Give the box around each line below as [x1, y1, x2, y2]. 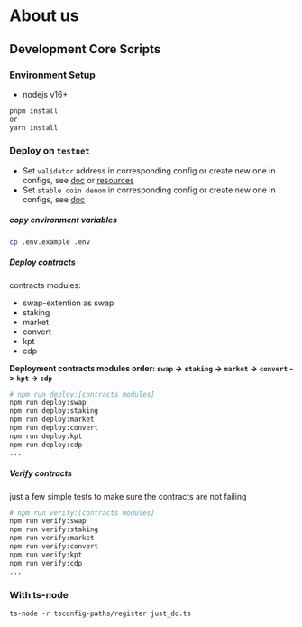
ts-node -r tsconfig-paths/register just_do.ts [9, 609, 192, 618]
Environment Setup [9, 69, 96, 81]
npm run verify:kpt [9, 550, 83, 559]
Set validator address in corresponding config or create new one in [22, 164, 276, 176]
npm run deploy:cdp [9, 440, 83, 449]
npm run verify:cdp [9, 558, 83, 567]
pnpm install [9, 106, 59, 116]
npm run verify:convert [9, 542, 99, 551]
